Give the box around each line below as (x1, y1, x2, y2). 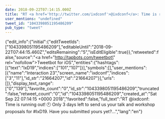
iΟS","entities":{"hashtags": (64, 60, 119, 66)
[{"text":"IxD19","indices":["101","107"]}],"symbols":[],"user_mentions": (5, 65, 147, 71)
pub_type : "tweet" (5, 25, 43, 30)
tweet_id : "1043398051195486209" (5, 21, 74, 26)
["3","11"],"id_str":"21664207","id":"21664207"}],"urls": (5, 75, 115, 81)
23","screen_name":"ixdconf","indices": (50, 70, 130, 76)
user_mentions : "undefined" (5, 16, 63, 21)
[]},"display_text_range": (5, 80, 54, 86)
